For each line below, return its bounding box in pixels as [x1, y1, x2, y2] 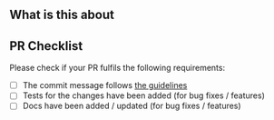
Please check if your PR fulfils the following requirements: [9, 63, 225, 74]
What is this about [9, 7, 115, 23]
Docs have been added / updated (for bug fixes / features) [22, 100, 242, 112]
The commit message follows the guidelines [22, 80, 188, 91]
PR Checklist [9, 38, 83, 54]
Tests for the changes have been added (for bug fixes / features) [22, 90, 265, 101]
